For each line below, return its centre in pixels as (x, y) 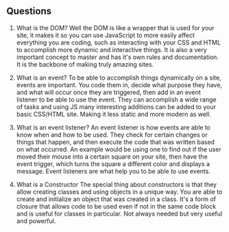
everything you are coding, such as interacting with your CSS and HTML (118, 42)
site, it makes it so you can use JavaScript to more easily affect (105, 35)
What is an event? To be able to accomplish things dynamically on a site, (119, 78)
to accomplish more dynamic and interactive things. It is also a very (111, 49)
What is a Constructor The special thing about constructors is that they (117, 184)
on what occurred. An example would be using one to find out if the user (119, 149)
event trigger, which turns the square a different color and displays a (113, 163)
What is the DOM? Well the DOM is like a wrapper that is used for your (115, 27)
